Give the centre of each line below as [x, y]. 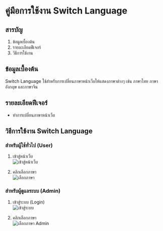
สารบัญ [14, 29]
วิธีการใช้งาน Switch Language [49, 131]
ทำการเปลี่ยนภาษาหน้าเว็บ [34, 115]
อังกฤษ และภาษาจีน [21, 87]
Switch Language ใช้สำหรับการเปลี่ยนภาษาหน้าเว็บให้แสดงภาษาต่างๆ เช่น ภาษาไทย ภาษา [82, 81]
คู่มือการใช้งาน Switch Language [66, 11]
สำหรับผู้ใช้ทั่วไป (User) [29, 145]
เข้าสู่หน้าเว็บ [23, 156]
